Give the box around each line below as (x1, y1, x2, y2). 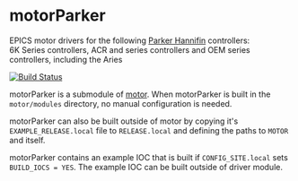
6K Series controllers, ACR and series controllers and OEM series (9, 44, 251, 55)
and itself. (9, 134, 46, 145)
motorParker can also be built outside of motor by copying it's (9, 116, 239, 126)
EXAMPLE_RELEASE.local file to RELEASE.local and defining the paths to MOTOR (9, 125, 289, 135)
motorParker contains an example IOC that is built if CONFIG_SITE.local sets (9, 151, 289, 162)
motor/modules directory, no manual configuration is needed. (9, 98, 232, 108)
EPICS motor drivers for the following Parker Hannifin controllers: (9, 35, 250, 46)
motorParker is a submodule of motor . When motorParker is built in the (9, 89, 271, 99)
